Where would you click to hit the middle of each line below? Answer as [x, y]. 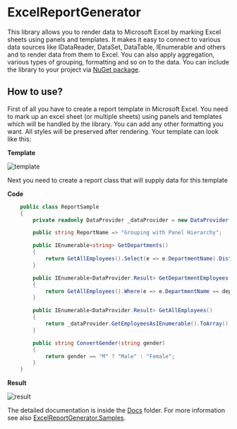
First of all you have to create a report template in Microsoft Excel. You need [118, 109]
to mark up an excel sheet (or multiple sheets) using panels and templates [115, 116]
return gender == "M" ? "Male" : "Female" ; [110, 356]
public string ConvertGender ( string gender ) [99, 343]
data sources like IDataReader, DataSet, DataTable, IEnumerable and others [116, 47]
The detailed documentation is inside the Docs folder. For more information [116, 411]
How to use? [35, 92]
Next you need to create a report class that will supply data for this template [117, 180]
